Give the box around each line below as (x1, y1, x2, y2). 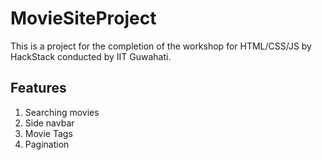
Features (10, 80, 67, 97)
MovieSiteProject (10, 7, 157, 30)
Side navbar (24, 117, 75, 129)
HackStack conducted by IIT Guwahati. (10, 50, 172, 62)
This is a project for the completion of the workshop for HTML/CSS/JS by (10, 40, 312, 52)
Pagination (24, 138, 70, 150)
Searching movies (24, 106, 100, 118)
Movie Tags (24, 127, 73, 139)
